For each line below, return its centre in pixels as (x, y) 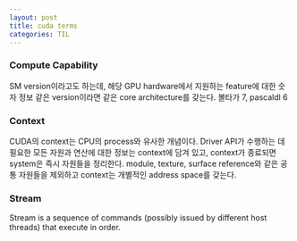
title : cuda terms (43, 26)
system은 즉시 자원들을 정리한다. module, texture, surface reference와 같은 (144, 163)
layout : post (34, 17)
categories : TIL (39, 34)
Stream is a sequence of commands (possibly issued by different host (138, 218)
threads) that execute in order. (65, 228)
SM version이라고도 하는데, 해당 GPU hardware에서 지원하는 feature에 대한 (143, 86)
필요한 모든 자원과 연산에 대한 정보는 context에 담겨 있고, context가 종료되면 (143, 152)
